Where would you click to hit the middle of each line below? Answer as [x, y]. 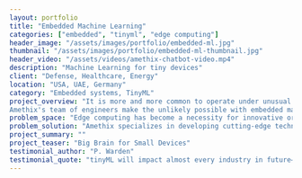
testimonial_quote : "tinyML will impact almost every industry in [136, 160]
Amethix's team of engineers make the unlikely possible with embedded [146, 110]
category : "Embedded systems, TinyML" [82, 93]
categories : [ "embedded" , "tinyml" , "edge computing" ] [114, 34]
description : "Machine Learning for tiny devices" [106, 68]
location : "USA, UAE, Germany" [68, 85]
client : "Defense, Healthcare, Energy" [84, 76]
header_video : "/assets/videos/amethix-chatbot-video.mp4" [122, 59]
